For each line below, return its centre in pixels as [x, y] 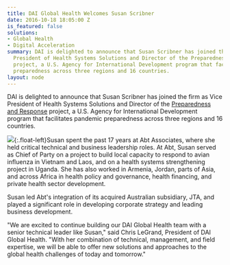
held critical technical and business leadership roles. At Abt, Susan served [112, 148]
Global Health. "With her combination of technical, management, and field [111, 240]
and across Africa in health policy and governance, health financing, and [110, 176]
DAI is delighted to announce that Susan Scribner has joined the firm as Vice [115, 97]
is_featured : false [35, 26]
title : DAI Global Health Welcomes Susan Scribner [81, 13]
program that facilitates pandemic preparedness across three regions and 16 [115, 119]
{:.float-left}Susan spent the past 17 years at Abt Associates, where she [115, 140]
